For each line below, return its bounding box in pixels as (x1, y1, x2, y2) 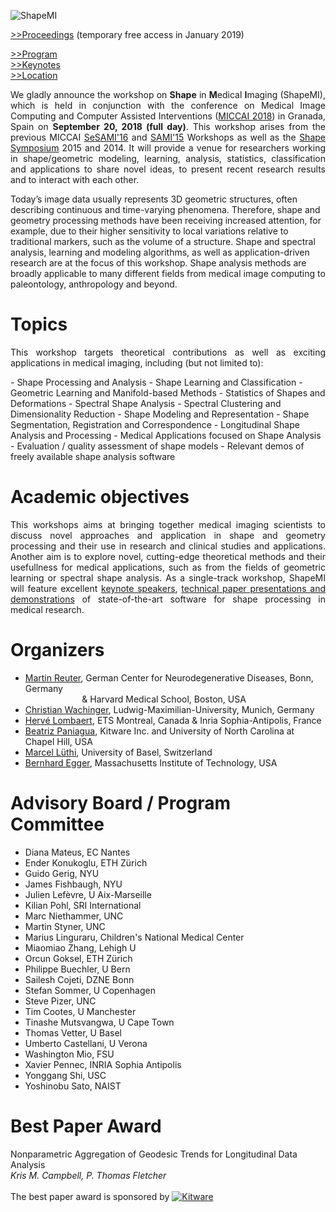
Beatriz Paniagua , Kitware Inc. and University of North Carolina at (24, 725, 295, 737)
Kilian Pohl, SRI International (24, 899, 142, 911)
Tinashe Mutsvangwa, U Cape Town (24, 1016, 175, 1028)
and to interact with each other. (10, 174, 140, 185)
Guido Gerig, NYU (24, 867, 100, 879)
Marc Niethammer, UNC (24, 910, 124, 922)
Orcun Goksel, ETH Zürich (24, 952, 133, 964)
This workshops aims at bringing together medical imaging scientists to (10, 518, 326, 530)
